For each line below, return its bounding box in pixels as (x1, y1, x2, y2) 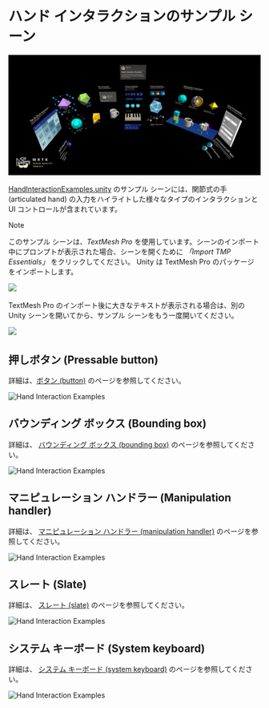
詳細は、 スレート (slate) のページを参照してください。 (8, 601, 190, 610)
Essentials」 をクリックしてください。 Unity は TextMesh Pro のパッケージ (8, 257, 255, 267)
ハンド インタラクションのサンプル (8, 7, 236, 26)
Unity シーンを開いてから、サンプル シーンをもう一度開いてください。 (8, 310, 239, 321)
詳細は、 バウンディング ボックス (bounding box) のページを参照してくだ (8, 439, 248, 449)
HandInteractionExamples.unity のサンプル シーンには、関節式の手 (8, 184, 227, 194)
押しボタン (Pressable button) (8, 353, 159, 366)
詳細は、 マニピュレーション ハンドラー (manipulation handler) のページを (8, 526, 252, 536)
